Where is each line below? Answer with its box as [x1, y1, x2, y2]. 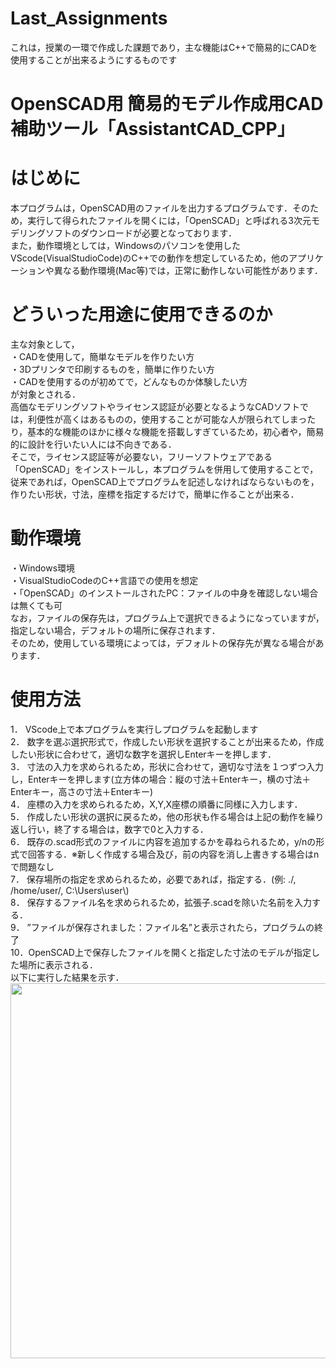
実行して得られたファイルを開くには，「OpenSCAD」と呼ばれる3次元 [27, 215, 312, 227]
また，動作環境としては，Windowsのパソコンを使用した [10, 240, 242, 252]
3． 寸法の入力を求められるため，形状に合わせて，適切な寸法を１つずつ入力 [10, 760, 324, 772]
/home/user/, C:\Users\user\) [10, 884, 130, 896]
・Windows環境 [10, 562, 76, 574]
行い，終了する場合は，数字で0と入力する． [27, 823, 209, 835]
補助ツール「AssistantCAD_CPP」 [10, 118, 295, 141]
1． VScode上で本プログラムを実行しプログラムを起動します [10, 723, 259, 735]
